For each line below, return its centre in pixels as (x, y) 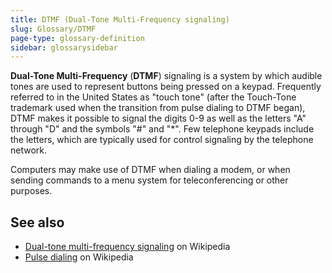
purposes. (31, 191)
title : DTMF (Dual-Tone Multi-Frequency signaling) (120, 19)
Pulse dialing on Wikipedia (79, 257)
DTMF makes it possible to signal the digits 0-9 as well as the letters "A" (158, 118)
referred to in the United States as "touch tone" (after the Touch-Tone (153, 97)
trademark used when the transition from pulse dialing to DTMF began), (158, 108)
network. (29, 150)
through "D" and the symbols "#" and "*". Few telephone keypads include (162, 129)
